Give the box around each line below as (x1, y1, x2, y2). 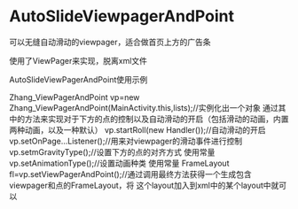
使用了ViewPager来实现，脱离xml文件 (9, 55, 148, 66)
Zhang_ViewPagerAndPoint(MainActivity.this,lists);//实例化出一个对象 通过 (9, 102, 279, 112)
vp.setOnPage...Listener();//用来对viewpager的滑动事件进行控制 (9, 135, 242, 146)
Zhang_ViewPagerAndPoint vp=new (9, 91, 140, 103)
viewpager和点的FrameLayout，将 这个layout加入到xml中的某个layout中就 (9, 180, 279, 190)
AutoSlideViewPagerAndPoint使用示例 (9, 74, 148, 85)
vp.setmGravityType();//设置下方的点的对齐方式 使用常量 (9, 146, 216, 157)
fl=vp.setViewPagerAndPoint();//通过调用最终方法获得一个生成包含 (9, 168, 252, 179)
